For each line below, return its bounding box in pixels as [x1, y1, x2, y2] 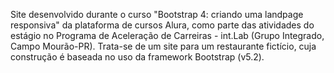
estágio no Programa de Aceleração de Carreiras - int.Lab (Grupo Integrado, [10, 30, 325, 41]
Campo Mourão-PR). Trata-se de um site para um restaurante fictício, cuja [10, 40, 317, 52]
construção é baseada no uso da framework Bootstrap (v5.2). [10, 51, 265, 63]
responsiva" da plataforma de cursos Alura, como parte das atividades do [10, 19, 315, 31]
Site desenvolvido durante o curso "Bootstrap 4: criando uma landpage [10, 9, 304, 20]
